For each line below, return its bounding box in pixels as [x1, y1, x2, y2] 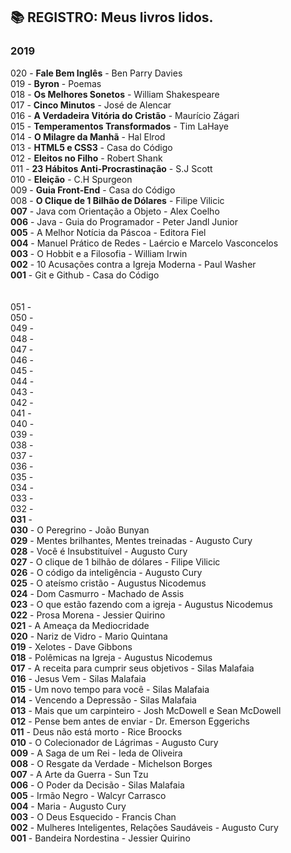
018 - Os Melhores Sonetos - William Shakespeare [10, 88, 220, 100]
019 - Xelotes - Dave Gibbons [10, 640, 133, 653]
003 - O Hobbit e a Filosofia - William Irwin [10, 247, 188, 259]
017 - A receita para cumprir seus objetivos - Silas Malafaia [10, 662, 255, 674]
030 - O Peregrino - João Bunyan [10, 524, 150, 536]
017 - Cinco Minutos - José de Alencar [10, 99, 172, 111]
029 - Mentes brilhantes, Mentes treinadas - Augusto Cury [10, 534, 253, 546]
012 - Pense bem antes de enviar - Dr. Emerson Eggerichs [10, 715, 250, 727]
